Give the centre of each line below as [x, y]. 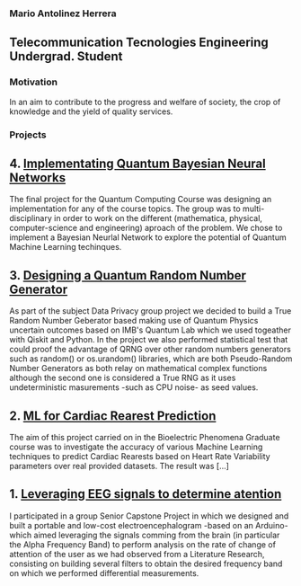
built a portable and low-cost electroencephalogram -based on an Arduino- [149, 525]
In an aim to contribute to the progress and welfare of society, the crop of [145, 102]
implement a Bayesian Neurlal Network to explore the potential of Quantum [148, 237]
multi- [253, 209]
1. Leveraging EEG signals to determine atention [146, 494]
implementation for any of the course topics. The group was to [125, 209]
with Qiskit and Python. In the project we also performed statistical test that [149, 340]
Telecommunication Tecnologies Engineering [139, 43]
